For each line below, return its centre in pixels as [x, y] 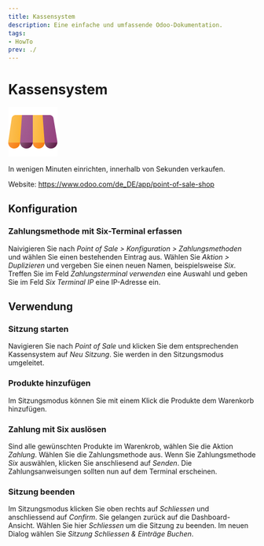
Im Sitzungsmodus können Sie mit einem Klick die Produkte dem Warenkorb [131, 400]
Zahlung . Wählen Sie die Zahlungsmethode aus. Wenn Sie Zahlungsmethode [132, 455]
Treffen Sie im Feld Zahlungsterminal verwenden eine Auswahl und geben [128, 273]
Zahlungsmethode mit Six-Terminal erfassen [95, 231]
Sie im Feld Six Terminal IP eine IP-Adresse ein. [84, 282]
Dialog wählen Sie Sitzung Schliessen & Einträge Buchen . [101, 534]
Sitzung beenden [42, 492]
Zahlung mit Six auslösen [57, 429]
